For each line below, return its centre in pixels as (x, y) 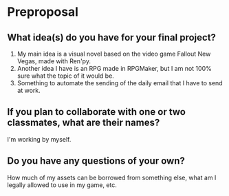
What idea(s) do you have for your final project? (112, 37)
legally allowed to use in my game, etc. (62, 185)
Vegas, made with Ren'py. (54, 61)
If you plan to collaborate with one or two (96, 112)
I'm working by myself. (39, 139)
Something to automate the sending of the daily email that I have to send (120, 83)
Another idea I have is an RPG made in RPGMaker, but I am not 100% (114, 68)
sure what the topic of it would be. (66, 76)
